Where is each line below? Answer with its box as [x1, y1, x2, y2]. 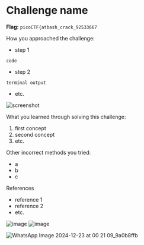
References [6, 184, 34, 191]
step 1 [14, 46, 30, 54]
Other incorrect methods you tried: [6, 149, 91, 156]
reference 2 [14, 202, 44, 209]
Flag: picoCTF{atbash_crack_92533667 [6, 23, 98, 30]
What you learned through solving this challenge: [6, 113, 126, 120]
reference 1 [14, 196, 43, 203]
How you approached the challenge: [6, 34, 95, 42]
